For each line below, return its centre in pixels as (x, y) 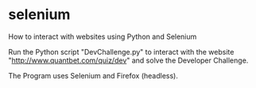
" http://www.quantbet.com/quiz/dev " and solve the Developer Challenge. (128, 60)
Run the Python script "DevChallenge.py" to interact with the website (121, 52)
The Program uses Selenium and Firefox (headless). (93, 75)
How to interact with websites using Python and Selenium (103, 36)
